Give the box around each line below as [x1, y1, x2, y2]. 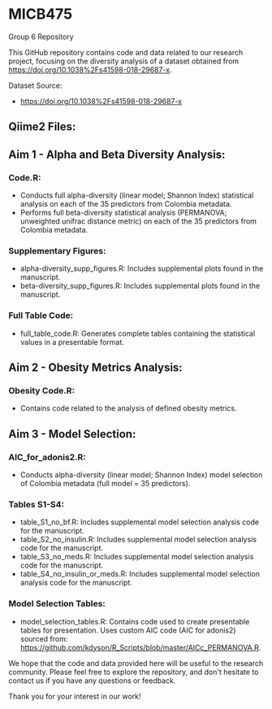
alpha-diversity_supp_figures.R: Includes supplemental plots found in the [19, 263, 264, 273]
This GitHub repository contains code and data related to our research [8, 47, 244, 57]
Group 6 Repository [8, 32, 75, 41]
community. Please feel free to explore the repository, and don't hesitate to [8, 667, 259, 676]
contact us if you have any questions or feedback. [8, 676, 176, 685]
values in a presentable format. [19, 337, 124, 346]
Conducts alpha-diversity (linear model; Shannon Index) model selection [19, 469, 263, 480]
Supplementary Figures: [8, 245, 106, 256]
